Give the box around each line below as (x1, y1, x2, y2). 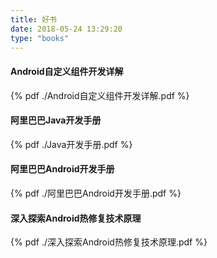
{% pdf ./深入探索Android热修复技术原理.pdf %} (10, 236, 208, 248)
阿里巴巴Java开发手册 (10, 114, 102, 126)
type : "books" (10, 33, 70, 43)
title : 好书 (10, 14, 57, 25)
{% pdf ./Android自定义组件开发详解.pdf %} (10, 89, 190, 101)
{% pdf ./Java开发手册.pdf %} (10, 138, 133, 150)
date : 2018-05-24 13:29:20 (10, 24, 123, 34)
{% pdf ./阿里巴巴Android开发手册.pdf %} (10, 187, 182, 199)
